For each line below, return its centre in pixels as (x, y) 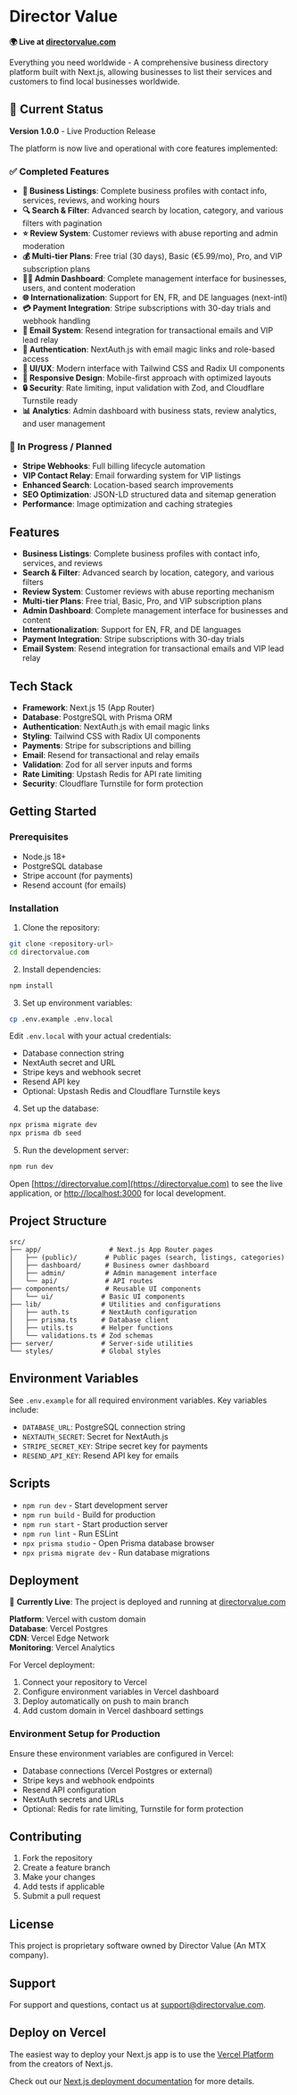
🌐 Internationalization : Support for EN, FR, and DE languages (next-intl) (155, 297)
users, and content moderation (79, 288)
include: (24, 1409)
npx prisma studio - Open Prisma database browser (118, 1543)
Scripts (30, 1484)
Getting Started (53, 811)
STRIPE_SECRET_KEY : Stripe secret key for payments (115, 1446)
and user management (63, 424)
